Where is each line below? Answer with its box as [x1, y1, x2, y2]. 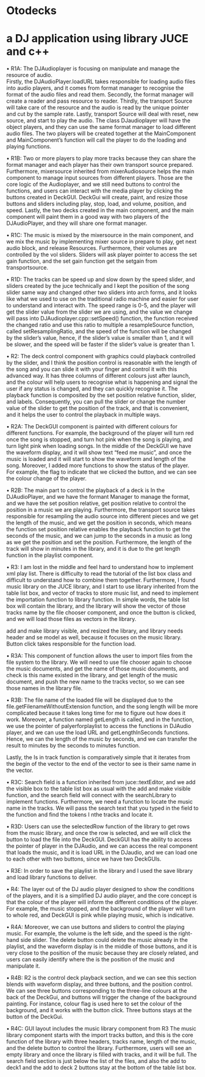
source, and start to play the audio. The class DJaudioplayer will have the [6, 117, 191, 124]
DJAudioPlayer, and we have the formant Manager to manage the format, [6, 493, 190, 501]
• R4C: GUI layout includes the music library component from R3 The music [6, 1025, 196, 1032]
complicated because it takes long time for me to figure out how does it [6, 710, 186, 717]
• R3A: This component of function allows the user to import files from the [6, 652, 193, 660]
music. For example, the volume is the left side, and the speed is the [6, 930, 178, 937]
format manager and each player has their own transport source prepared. [6, 161, 193, 169]
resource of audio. [6, 72, 53, 79]
